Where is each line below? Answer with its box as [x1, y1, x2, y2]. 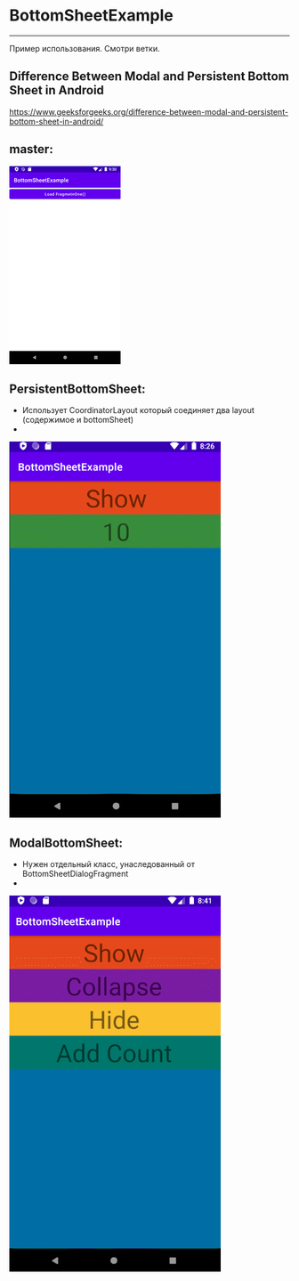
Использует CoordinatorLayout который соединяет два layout [21, 405, 255, 416]
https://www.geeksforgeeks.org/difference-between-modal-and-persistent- [9, 106, 289, 117]
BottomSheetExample [9, 5, 174, 26]
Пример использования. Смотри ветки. [9, 43, 160, 53]
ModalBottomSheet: [9, 835, 123, 850]
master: [9, 142, 53, 157]
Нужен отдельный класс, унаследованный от [21, 859, 196, 870]
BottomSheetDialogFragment [21, 869, 129, 880]
